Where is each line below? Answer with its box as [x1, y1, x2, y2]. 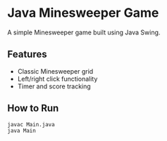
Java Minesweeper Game [7, 5, 159, 21]
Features [7, 48, 47, 60]
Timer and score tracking [17, 82, 92, 90]
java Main [7, 128, 37, 135]
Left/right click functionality [17, 74, 98, 83]
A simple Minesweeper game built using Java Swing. [7, 28, 161, 36]
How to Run [7, 102, 59, 114]
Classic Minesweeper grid [17, 67, 94, 75]
